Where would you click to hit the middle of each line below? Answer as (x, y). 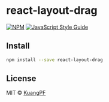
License (21, 79)
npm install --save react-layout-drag (54, 60)
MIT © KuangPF (26, 93)
